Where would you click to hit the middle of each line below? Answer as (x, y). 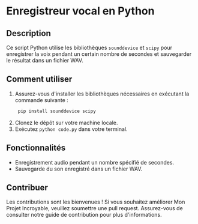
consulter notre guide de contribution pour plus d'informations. (84, 215)
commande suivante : (42, 100)
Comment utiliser (39, 79)
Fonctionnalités (36, 148)
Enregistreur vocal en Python (80, 11)
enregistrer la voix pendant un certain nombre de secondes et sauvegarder (99, 54)
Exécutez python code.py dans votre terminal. (71, 129)
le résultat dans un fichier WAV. (45, 60)
